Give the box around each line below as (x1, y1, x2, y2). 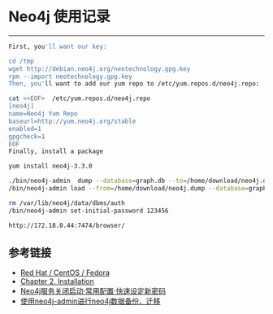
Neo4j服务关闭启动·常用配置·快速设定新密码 (19, 286, 167, 296)
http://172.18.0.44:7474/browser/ (8, 221, 126, 229)
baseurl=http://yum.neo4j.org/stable (8, 117, 136, 125)
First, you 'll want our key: (8, 42, 107, 50)
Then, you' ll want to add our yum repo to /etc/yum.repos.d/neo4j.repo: (8, 80, 260, 88)
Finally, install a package (8, 147, 104, 155)
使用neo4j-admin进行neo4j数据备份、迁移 (19, 296, 161, 306)
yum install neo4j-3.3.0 (8, 162, 93, 171)
